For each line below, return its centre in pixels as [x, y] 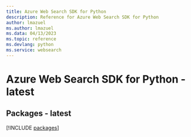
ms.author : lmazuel [30, 28]
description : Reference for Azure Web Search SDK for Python [83, 17]
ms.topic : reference [31, 39]
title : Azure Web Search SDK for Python [56, 12]
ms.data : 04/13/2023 [31, 34]
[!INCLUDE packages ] [33, 128]
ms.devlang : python [30, 45]
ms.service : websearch [34, 50]
